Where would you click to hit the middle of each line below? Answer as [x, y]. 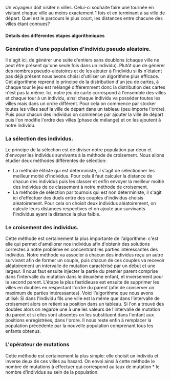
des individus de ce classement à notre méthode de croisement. [80, 187]
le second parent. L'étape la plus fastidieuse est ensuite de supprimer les [82, 282]
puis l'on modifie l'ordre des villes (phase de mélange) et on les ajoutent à [83, 119]
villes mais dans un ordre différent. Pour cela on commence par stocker [81, 103]
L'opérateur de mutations [37, 345]
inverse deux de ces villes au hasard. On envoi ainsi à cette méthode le [80, 361]
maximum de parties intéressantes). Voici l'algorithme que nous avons [79, 293]
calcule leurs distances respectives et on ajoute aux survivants [79, 209]
